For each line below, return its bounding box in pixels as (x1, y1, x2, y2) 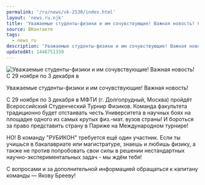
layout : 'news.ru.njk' (6, 15, 64, 21)
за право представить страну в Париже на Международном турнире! (6, 122, 189, 129)
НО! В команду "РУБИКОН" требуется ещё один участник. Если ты (6, 134, 181, 141)
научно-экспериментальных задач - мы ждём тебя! (6, 153, 142, 160)
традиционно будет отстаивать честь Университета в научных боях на (6, 108, 191, 116)
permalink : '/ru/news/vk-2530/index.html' (6, 9, 116, 15)
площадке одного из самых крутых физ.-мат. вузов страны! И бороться (6, 115, 194, 123)
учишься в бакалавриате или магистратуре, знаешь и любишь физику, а (6, 140, 196, 148)
